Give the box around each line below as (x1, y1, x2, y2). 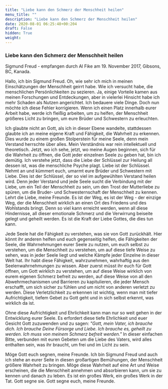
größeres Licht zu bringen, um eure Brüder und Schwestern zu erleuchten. (5, 116, 159, 122)
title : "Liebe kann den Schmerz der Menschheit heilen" (5, 7, 124, 13)
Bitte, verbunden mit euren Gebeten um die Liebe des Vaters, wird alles (5, 336, 152, 342)
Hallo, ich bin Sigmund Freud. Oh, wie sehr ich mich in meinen (5, 78, 133, 84)
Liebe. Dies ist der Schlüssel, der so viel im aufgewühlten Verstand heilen (5, 173, 156, 179)
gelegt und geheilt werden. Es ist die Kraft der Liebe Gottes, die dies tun (5, 216, 153, 222)
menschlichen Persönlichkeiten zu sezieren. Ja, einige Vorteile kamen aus (5, 89, 157, 95)
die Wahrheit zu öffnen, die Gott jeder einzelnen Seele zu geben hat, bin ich (5, 152, 161, 158)
